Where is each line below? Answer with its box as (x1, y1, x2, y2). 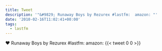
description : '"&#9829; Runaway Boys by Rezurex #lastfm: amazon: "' (5, 12, 158, 17)
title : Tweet (5, 7, 33, 13)
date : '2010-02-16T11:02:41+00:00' (5, 17, 81, 22)
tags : (5, 21, 17, 27)
